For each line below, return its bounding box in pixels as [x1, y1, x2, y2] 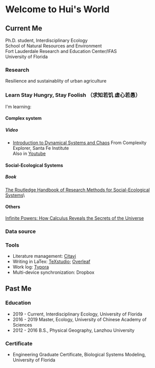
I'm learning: [5, 103, 32, 110]
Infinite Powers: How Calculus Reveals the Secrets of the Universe [5, 215, 144, 221]
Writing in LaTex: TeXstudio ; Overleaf [12, 258, 90, 265]
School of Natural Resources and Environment [5, 43, 102, 49]
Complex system [5, 115, 42, 121]
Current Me [5, 24, 42, 33]
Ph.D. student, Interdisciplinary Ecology [5, 37, 88, 43]
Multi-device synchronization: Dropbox [12, 269, 95, 276]
